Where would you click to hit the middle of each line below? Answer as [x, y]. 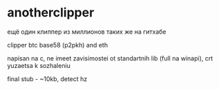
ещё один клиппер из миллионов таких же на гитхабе [87, 32]
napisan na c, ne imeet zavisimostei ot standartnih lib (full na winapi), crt [110, 58]
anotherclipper [51, 13]
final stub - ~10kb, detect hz [47, 79]
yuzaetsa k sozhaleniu [39, 65]
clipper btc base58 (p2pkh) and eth [58, 45]
